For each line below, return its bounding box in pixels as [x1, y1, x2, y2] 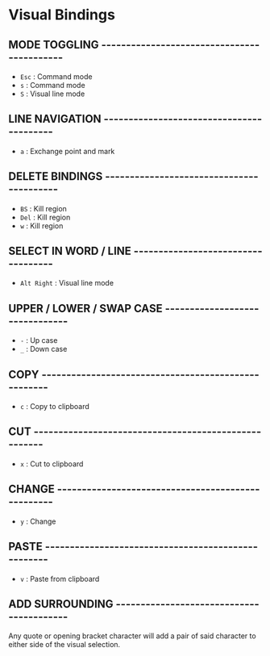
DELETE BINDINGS [8, 169, 103, 183]
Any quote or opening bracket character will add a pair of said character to [8, 631, 256, 641]
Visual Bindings [8, 6, 115, 24]
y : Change [19, 516, 56, 526]
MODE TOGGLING [8, 38, 99, 52]
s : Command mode [19, 81, 86, 90]
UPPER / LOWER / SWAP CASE [8, 301, 163, 315]
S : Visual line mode [19, 89, 85, 98]
